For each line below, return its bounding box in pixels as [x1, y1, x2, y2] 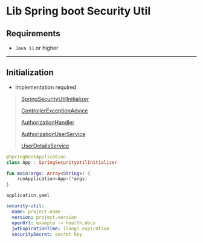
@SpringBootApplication [6, 154, 66, 160]
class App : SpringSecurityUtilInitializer [6, 159, 118, 166]
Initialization [6, 68, 54, 78]
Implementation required [14, 83, 77, 91]
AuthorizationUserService [21, 130, 86, 137]
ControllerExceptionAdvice [21, 107, 88, 114]
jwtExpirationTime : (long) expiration [11, 225, 110, 232]
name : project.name [11, 209, 61, 215]
